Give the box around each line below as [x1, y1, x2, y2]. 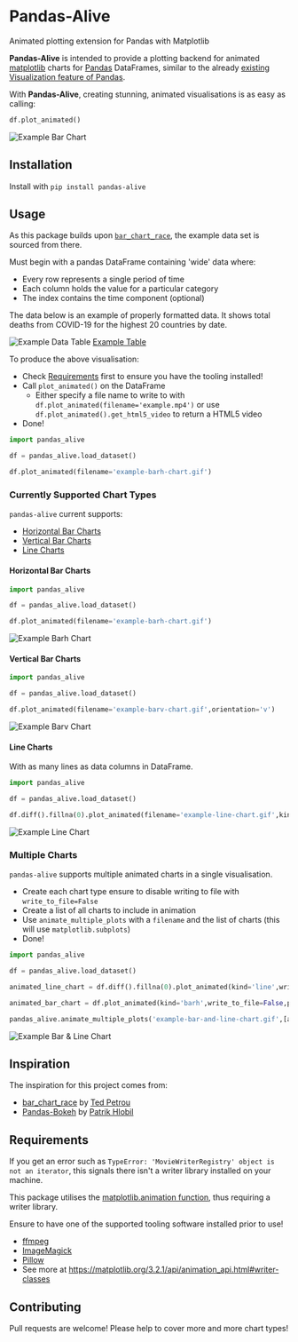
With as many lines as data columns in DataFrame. [9, 761, 193, 772]
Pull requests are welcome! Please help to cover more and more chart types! [9, 1322, 289, 1333]
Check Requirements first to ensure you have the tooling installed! [21, 371, 263, 382]
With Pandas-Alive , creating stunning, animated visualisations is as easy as [9, 89, 286, 99]
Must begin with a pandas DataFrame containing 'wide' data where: [9, 257, 256, 267]
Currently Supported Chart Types [9, 488, 157, 501]
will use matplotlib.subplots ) [21, 924, 131, 934]
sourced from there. [9, 240, 82, 250]
